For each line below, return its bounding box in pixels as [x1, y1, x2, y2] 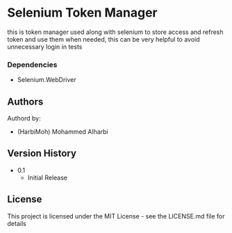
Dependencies [7, 60, 58, 69]
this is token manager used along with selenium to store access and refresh [7, 28, 224, 36]
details [7, 219, 26, 227]
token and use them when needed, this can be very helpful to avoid [7, 35, 200, 43]
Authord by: [7, 114, 41, 123]
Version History [7, 148, 76, 159]
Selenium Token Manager [7, 5, 158, 21]
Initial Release [27, 173, 68, 182]
